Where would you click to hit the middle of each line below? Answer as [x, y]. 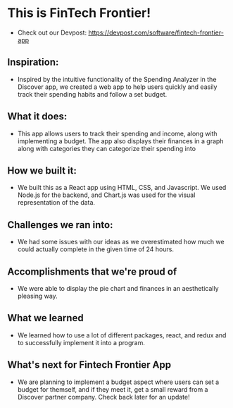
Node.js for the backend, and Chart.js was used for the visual [106, 195]
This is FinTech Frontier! [79, 13]
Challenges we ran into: [60, 225]
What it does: [37, 117]
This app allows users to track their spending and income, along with [117, 133]
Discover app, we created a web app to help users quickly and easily [117, 87]
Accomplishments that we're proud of [92, 271]
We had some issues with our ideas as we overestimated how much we [121, 242]
